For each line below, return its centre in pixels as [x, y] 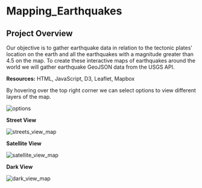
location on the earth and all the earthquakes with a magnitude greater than [100, 54]
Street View [21, 120]
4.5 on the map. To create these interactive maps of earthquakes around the [101, 61]
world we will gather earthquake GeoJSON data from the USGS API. [90, 67]
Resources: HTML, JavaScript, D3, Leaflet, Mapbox [71, 79]
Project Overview [39, 33]
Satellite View [24, 143]
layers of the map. [29, 97]
